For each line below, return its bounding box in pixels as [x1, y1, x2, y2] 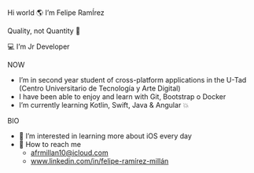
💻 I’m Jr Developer [7, 42, 70, 51]
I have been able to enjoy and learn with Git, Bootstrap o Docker [18, 92, 226, 101]
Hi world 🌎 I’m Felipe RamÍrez [7, 8, 105, 17]
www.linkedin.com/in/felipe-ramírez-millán [30, 156, 169, 165]
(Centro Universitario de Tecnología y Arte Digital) [18, 83, 182, 93]
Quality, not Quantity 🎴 [7, 26, 80, 35]
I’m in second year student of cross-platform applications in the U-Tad [18, 75, 247, 84]
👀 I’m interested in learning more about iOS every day [18, 131, 192, 141]
